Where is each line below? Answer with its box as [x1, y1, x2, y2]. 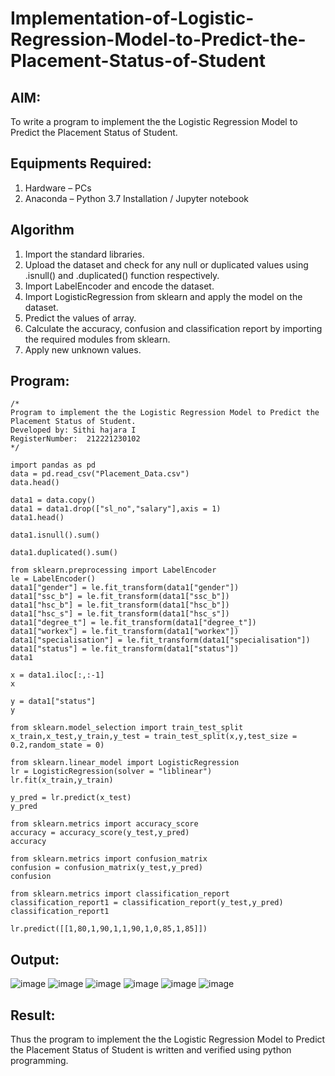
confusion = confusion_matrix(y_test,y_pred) [10, 863, 203, 873]
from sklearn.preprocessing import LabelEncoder [10, 565, 217, 576]
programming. [10, 1055, 69, 1067]
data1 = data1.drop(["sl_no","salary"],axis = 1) [10, 504, 222, 514]
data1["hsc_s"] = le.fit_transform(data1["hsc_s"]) [10, 609, 230, 619]
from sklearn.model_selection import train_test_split [10, 723, 244, 733]
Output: [10, 951, 60, 968]
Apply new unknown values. [24, 343, 142, 356]
